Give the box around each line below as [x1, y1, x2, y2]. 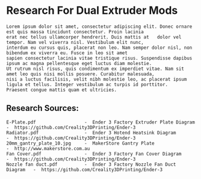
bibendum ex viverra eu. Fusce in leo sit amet [6, 49, 128, 56]
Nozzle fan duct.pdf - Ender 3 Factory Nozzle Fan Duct [6, 161, 176, 168]
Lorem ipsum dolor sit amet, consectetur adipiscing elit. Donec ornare [6, 24, 193, 30]
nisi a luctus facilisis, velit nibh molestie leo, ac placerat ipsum [6, 76, 187, 82]
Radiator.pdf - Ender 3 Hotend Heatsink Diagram [6, 130, 176, 136]
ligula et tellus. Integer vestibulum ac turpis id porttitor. [6, 81, 169, 87]
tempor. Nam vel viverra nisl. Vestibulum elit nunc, [6, 39, 144, 45]
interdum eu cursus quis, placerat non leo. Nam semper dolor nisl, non [6, 45, 193, 51]
